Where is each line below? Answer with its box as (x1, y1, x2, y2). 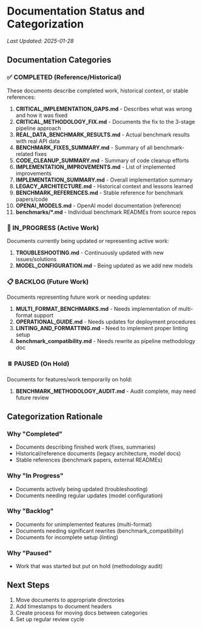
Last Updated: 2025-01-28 (7, 37, 74, 44)
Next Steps (7, 580, 50, 590)
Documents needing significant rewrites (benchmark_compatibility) (15, 527, 184, 534)
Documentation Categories (7, 55, 112, 65)
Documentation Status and (7, 4, 145, 18)
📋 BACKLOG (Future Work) (7, 277, 89, 286)
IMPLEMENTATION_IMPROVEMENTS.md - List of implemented (15, 163, 175, 171)
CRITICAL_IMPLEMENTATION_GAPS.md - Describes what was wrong (15, 105, 192, 112)
